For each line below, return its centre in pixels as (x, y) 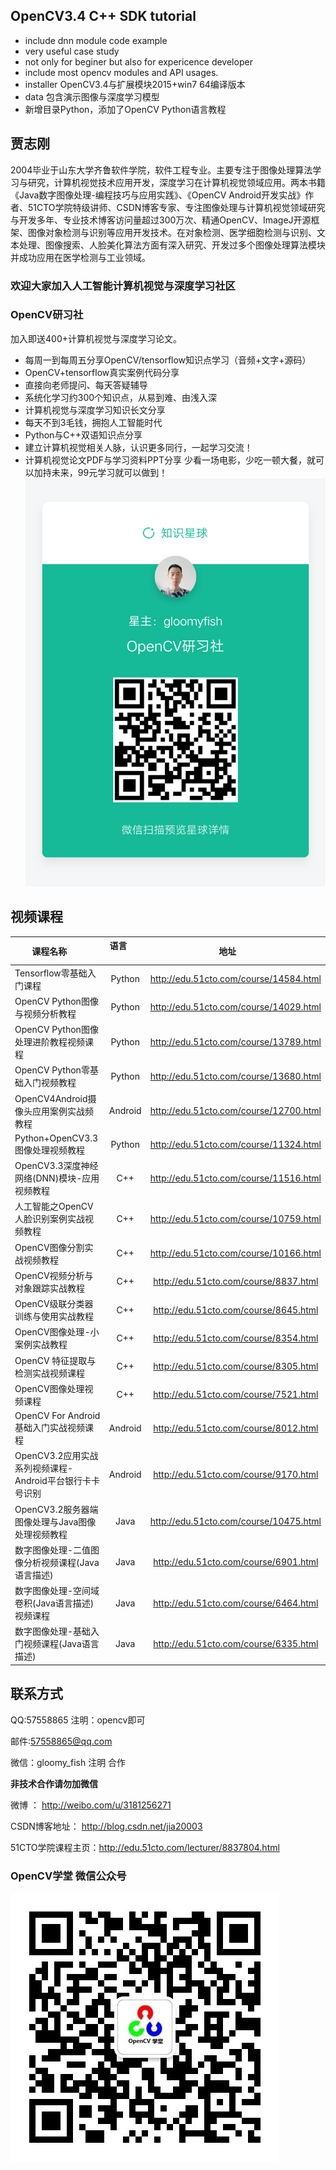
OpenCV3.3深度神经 (56, 1166)
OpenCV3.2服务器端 (56, 1509)
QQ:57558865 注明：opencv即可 (78, 1720)
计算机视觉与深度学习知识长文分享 (95, 410)
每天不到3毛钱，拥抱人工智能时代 (93, 422)
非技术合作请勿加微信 (54, 1783)
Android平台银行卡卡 (57, 1481)
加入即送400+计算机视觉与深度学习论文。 (96, 338)
